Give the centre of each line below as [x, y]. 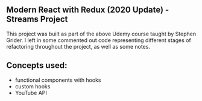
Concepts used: [37, 66]
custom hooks [33, 86]
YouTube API [31, 93]
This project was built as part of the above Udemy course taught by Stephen [101, 34]
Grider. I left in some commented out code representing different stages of [99, 40]
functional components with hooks [58, 80]
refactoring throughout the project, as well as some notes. [78, 46]
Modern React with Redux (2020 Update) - [88, 10]
